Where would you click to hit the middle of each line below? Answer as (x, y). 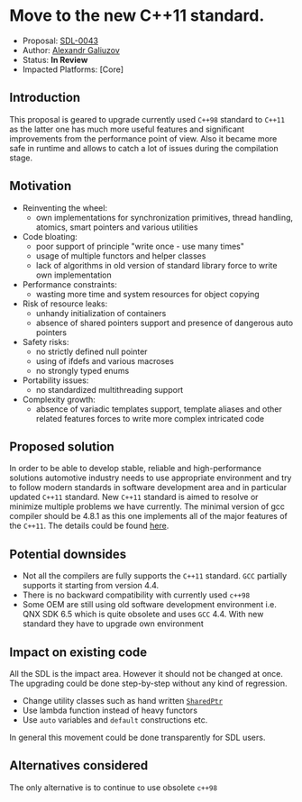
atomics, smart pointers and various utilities (117, 227)
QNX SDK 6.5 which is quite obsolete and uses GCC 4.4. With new (143, 615)
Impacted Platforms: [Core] (73, 69)
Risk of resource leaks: (65, 304)
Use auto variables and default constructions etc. (115, 720)
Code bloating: (50, 236)
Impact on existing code (78, 652)
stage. (21, 158)
